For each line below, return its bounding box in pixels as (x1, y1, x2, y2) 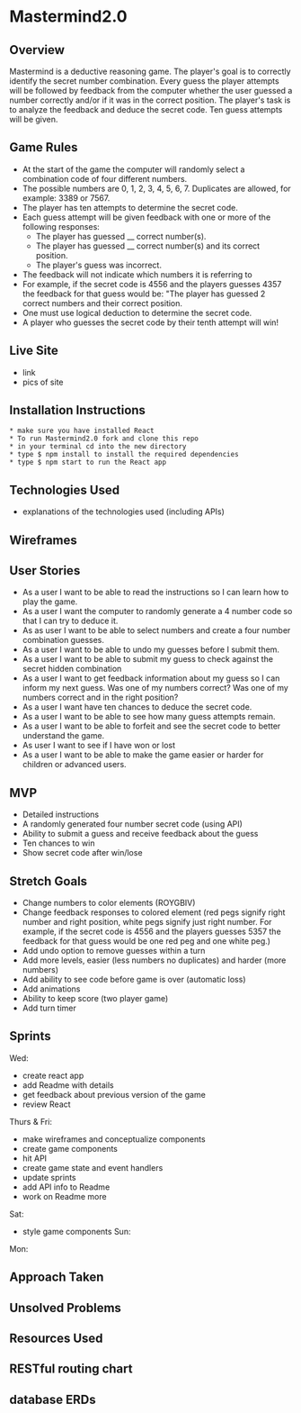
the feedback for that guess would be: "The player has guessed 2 (22, 288, 266, 299)
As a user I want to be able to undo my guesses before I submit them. (22, 644, 280, 655)
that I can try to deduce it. (22, 615, 119, 627)
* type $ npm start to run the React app (9, 457, 167, 467)
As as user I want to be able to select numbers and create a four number (22, 625, 291, 636)
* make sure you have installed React (9, 426, 155, 436)
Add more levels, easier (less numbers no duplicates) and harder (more (22, 955, 287, 965)
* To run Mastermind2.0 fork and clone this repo (9, 434, 199, 443)
